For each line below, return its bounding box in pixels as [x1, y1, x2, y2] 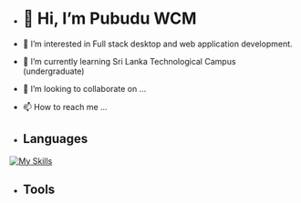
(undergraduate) [22, 66, 85, 76]
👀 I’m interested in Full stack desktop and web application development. [22, 38, 294, 49]
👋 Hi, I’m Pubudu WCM [22, 8, 197, 29]
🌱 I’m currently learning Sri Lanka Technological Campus [22, 56, 236, 66]
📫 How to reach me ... [22, 101, 108, 112]
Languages [22, 131, 88, 147]
